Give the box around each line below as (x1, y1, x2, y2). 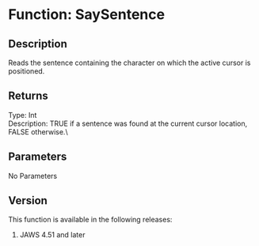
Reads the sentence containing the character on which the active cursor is (8, 58, 251, 67)
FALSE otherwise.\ (8, 127, 69, 136)
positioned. (8, 66, 45, 76)
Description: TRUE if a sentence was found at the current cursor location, (8, 119, 248, 128)
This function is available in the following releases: (8, 215, 173, 225)
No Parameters (8, 171, 58, 180)
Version (8, 194, 48, 207)
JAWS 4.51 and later (19, 230, 86, 240)
